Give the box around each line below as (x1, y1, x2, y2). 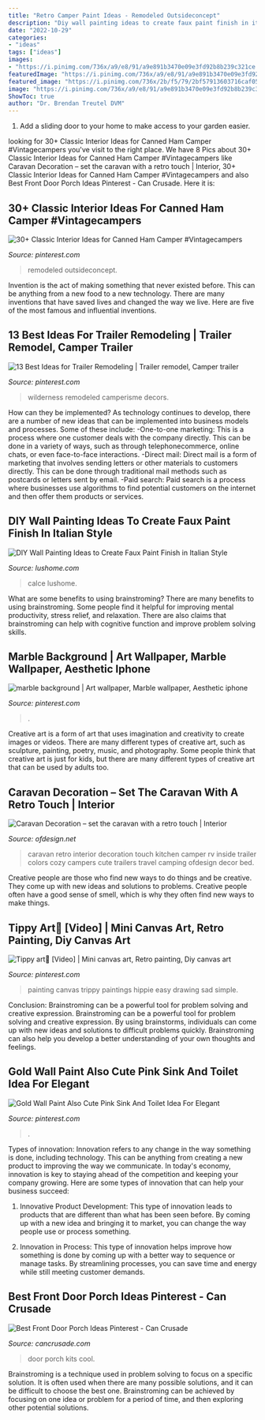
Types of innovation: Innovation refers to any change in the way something (8, 1144, 251, 1153)
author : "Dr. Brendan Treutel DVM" (8, 99, 125, 107)
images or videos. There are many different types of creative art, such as (8, 737, 246, 747)
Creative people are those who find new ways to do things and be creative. (8, 873, 252, 882)
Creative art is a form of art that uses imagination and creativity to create (8, 729, 244, 739)
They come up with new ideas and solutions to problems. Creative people (8, 882, 248, 891)
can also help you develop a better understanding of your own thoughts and (8, 1034, 256, 1043)
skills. (8, 627, 27, 636)
